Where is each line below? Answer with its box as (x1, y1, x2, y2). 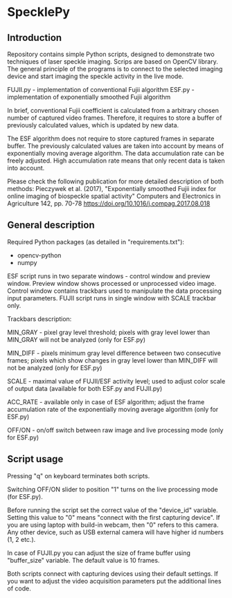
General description (7, 219, 95, 231)
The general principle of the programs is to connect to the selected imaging (7, 65, 223, 73)
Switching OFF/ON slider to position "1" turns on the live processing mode (7, 485, 218, 493)
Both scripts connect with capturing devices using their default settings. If (7, 569, 219, 578)
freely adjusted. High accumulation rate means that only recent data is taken (7, 156, 225, 165)
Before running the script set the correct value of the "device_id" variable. (7, 506, 218, 514)
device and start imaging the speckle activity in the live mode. (7, 72, 184, 80)
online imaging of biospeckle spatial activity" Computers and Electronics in (7, 192, 221, 200)
